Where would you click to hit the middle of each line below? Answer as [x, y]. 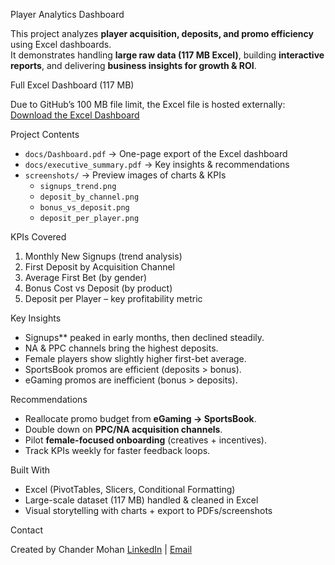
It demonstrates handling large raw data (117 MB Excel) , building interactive [167, 55]
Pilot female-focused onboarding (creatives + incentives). [145, 440]
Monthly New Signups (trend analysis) [103, 256]
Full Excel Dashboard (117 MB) [72, 85]
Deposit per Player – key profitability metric [113, 298]
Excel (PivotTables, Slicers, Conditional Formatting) [130, 489]
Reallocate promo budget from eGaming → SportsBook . [140, 418]
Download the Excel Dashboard [75, 115]
